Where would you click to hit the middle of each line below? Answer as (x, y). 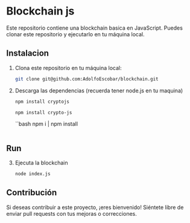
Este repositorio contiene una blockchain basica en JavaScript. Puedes (94, 28)
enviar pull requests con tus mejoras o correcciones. (72, 213)
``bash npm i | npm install (46, 124)
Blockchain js (40, 11)
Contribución (32, 192)
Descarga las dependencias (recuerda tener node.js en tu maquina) (99, 90)
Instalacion (28, 53)
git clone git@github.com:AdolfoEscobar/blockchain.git (87, 79)
